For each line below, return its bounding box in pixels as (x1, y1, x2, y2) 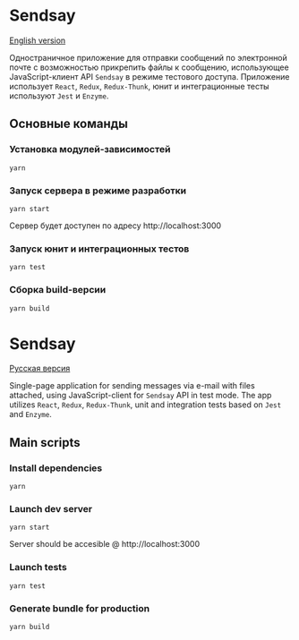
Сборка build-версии (9, 284, 107, 296)
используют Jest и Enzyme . (9, 90, 109, 101)
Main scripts (9, 435, 81, 450)
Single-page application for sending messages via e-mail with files (9, 380, 255, 391)
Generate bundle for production (9, 602, 150, 614)
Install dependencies (9, 462, 103, 474)
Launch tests (9, 561, 67, 574)
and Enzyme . (9, 409, 52, 420)
